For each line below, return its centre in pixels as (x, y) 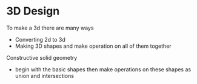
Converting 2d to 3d (40, 39)
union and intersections (45, 76)
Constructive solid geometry (42, 57)
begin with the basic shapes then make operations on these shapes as (103, 69)
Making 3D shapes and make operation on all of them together (93, 46)
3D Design (33, 11)
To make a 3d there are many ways (50, 28)
